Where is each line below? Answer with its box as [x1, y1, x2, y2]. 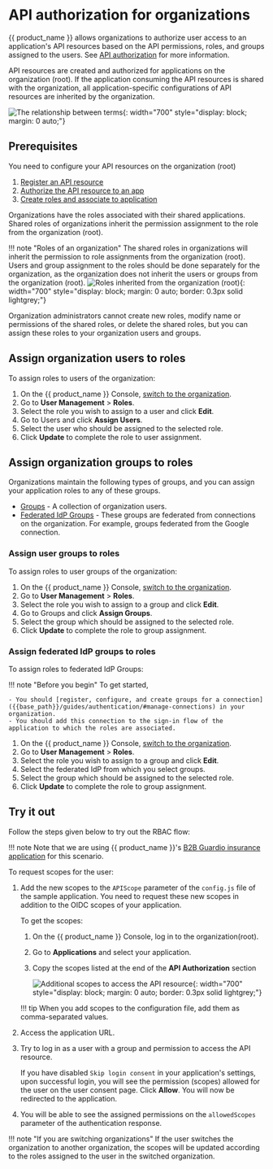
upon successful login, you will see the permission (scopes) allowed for [19, 1076, 260, 1086]
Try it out [8, 805, 55, 819]
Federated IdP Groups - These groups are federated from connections [19, 510, 256, 520]
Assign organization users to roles [8, 351, 186, 365]
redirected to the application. [19, 1093, 118, 1103]
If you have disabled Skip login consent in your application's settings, [19, 1067, 256, 1077]
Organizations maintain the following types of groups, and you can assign [8, 478, 255, 487]
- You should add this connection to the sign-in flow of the [8, 717, 223, 725]
